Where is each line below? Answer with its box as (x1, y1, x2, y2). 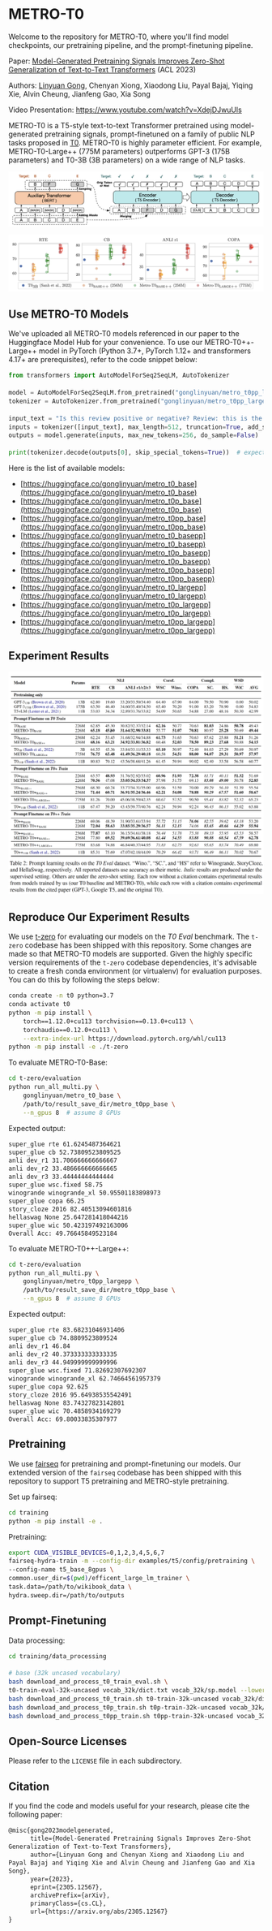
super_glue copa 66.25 (8, 1197, 85, 1205)
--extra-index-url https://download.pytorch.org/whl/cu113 (23, 1035, 227, 1043)
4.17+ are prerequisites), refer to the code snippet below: (8, 355, 198, 365)
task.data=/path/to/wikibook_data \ (8, 1583, 132, 1592)
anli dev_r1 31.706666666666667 (8, 1156, 117, 1164)
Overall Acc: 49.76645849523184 (8, 1229, 117, 1238)
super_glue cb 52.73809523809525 (8, 1148, 121, 1156)
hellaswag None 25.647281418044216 (8, 1213, 129, 1221)
